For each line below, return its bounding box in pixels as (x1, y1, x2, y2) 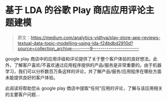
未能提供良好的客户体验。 (5, 74, 58, 80)
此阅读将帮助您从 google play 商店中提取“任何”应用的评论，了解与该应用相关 (5, 85, 163, 91)
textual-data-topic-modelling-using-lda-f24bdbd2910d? (17, 40, 133, 46)
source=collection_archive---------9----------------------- (17, 45, 139, 51)
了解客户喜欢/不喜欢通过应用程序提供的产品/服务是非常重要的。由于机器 (13, 62, 162, 68)
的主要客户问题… (5, 91, 40, 97)
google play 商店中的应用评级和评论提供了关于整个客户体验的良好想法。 (5, 55, 153, 61)
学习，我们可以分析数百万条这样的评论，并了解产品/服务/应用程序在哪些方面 (5, 68, 162, 74)
